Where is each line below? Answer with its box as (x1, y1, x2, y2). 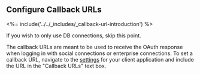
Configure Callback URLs (6, 5, 102, 15)
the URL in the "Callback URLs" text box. (6, 62, 107, 69)
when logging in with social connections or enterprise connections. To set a (6, 50, 193, 57)
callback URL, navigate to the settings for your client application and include (6, 56, 195, 63)
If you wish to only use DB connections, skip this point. (6, 32, 142, 39)
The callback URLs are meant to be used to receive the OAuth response (6, 43, 183, 50)
